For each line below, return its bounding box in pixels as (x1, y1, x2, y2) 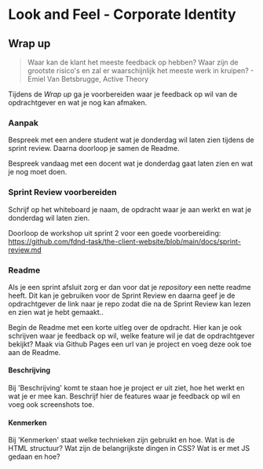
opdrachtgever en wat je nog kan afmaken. (8, 98, 148, 107)
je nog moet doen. (8, 167, 68, 177)
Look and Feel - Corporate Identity (8, 5, 237, 24)
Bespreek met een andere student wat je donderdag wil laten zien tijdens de (8, 135, 254, 145)
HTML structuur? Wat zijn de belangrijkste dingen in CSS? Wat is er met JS (8, 444, 250, 453)
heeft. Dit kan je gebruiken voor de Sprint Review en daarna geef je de (8, 291, 236, 300)
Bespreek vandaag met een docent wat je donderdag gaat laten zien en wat (8, 159, 254, 168)
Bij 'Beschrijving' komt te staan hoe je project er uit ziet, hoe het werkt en (8, 383, 245, 393)
